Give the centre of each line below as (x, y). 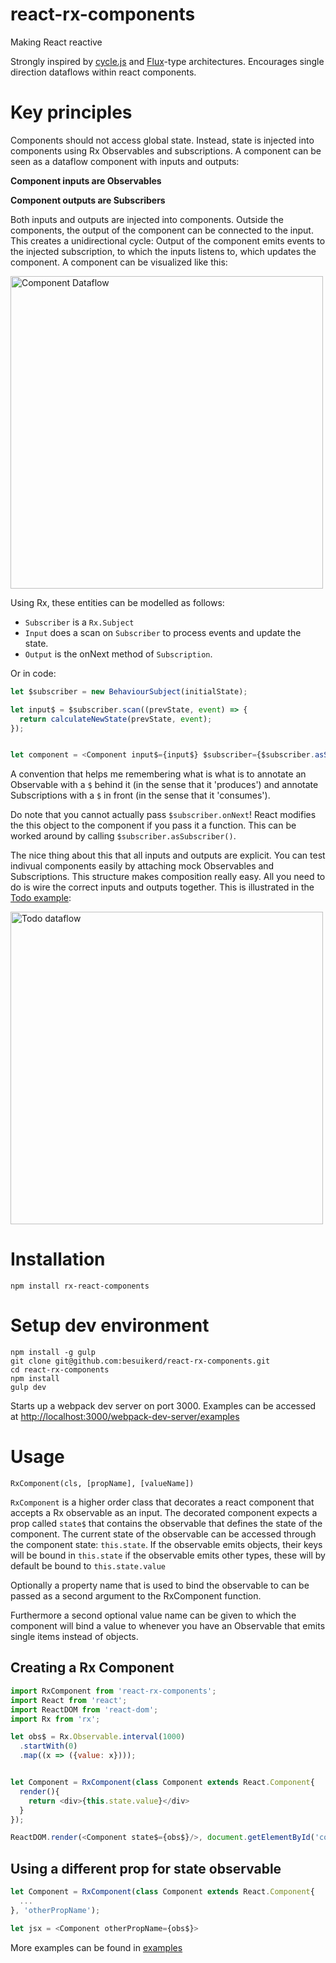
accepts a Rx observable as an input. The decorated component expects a (164, 1513)
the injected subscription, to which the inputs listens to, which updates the (163, 251)
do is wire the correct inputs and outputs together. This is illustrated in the (162, 887)
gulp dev (28, 1388)
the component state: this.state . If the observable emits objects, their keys (166, 1545)
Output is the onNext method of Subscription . (118, 654)
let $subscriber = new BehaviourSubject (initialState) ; (129, 691)
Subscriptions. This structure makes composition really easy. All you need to (168, 877)
